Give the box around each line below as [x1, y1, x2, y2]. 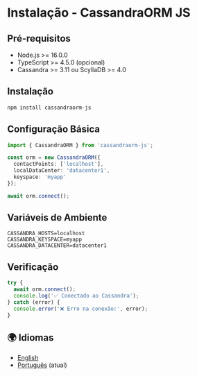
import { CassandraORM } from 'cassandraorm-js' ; [7, 142, 154, 148]
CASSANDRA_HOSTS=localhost [7, 230, 85, 237]
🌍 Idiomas [7, 332, 54, 343]
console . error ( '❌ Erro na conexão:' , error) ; [13, 305, 148, 312]
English [17, 354, 39, 362]
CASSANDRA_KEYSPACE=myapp [7, 236, 82, 243]
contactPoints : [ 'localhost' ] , [13, 161, 104, 168]
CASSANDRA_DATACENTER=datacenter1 [7, 242, 108, 249]
